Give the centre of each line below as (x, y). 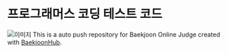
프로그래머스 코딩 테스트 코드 (85, 14)
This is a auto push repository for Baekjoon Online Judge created (126, 34)
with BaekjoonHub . (35, 42)
